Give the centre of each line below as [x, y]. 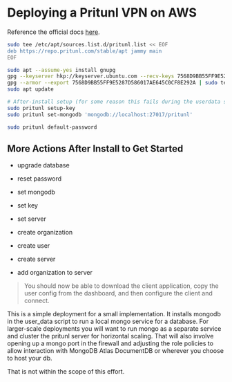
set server [31, 219]
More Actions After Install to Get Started [95, 148]
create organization [45, 233]
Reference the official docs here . [54, 32]
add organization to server [55, 273]
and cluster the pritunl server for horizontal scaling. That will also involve [110, 336]
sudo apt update [30, 89]
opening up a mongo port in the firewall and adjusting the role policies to [110, 343]
